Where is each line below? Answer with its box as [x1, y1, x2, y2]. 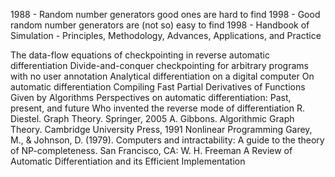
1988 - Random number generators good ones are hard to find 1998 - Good [10, 9, 321, 20]
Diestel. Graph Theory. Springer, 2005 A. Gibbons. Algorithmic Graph [10, 113, 295, 124]
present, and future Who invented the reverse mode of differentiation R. [10, 102, 305, 114]
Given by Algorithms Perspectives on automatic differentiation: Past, [10, 92, 292, 103]
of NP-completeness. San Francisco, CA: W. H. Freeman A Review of [10, 145, 293, 156]
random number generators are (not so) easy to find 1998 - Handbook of [10, 19, 310, 31]
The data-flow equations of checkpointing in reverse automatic [10, 49, 270, 61]
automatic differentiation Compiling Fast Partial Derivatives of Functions [10, 81, 306, 93]
